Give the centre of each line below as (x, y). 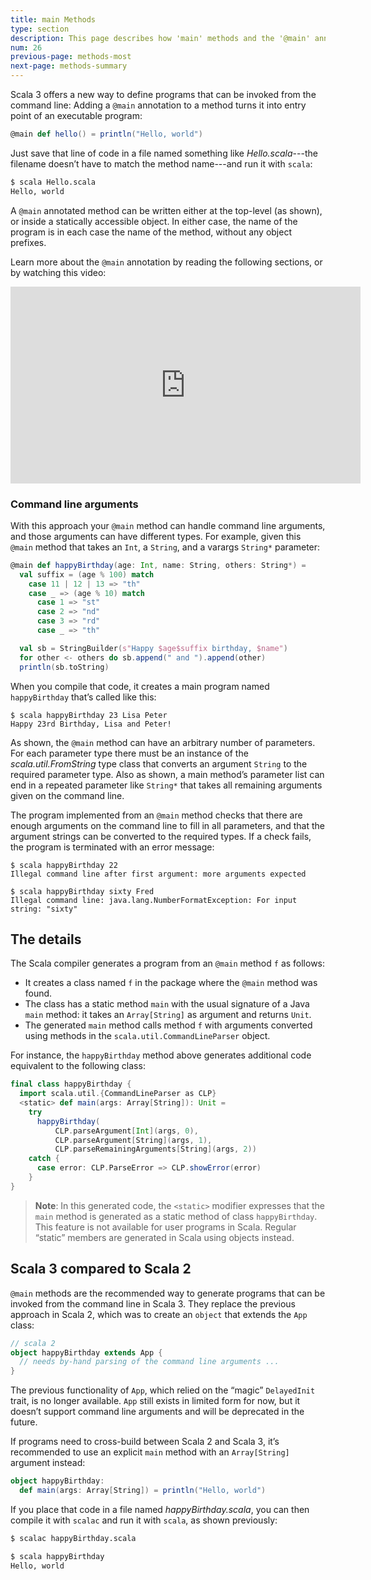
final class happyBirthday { (71, 1084)
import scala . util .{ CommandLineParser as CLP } (118, 1094)
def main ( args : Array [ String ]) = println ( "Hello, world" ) (143, 1491)
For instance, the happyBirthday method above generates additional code (161, 1055)
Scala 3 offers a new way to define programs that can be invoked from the (163, 94)
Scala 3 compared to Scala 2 (101, 1269)
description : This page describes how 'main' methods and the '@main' (160, 38)
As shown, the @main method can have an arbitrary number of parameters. (163, 742)
